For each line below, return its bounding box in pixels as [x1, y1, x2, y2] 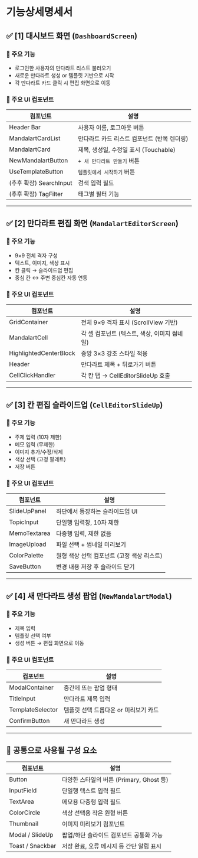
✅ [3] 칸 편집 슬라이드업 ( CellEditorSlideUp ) [6, 400, 163, 410]
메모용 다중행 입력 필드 [61, 798, 121, 806]
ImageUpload [9, 540, 47, 549]
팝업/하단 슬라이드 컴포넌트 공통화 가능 [61, 831, 163, 839]
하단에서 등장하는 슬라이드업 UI [55, 507, 138, 516]
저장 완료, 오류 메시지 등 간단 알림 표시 [61, 842, 162, 850]
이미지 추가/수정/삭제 [14, 448, 63, 455]
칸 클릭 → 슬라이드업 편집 [14, 266, 74, 273]
